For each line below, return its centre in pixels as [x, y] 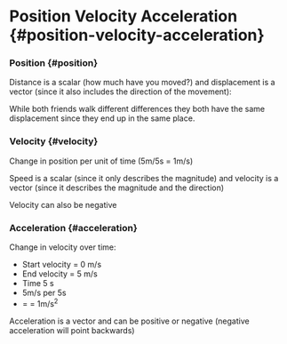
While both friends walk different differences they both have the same [137, 109]
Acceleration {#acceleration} [73, 228]
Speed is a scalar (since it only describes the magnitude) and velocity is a [144, 178]
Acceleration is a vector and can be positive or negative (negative [130, 321]
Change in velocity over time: [63, 247]
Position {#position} [54, 63]
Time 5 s [38, 284]
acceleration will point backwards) [72, 330]
